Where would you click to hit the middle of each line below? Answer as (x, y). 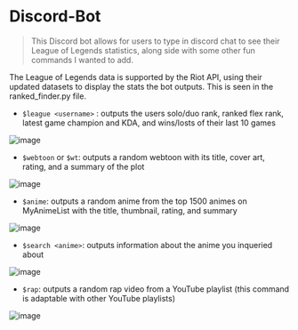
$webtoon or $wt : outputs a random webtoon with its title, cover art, (143, 157)
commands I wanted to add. (82, 60)
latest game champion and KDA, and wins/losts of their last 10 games (149, 123)
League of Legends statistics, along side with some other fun (143, 50)
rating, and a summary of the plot (83, 166)
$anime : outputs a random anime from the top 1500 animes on (134, 201)
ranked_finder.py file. (48, 96)
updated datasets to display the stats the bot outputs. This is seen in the (141, 86)
